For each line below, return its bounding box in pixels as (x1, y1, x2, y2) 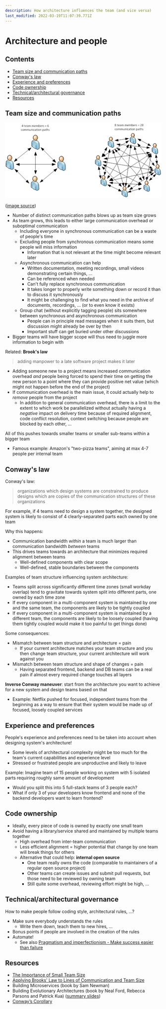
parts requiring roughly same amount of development (5, 775, 114, 781)
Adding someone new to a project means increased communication (12, 368, 151, 374)
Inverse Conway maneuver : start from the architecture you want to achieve (5, 681, 160, 687)
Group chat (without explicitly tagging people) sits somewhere (19, 307, 147, 313)
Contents (5, 55, 35, 64)
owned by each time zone (12, 594, 65, 600)
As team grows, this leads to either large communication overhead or (12, 218, 154, 224)
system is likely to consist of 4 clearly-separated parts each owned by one (5, 514, 158, 520)
